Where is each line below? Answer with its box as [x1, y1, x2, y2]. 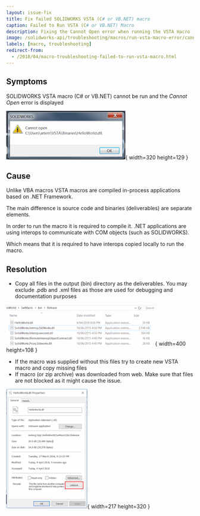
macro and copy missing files [14, 364, 87, 371]
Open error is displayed [6, 99, 64, 106]
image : [6, 35, 23, 41]
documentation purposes [14, 293, 77, 300]
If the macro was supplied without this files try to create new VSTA [14, 358, 179, 365]
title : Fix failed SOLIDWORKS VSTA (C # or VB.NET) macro [6, 16, 151, 22]
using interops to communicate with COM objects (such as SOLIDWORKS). [6, 229, 189, 236]
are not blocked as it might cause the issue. [14, 377, 122, 385]
